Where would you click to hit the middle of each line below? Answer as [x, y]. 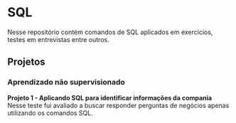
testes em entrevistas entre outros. [58, 39]
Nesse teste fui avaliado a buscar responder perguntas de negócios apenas [118, 105]
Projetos [26, 62]
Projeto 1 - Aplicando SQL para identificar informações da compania [109, 97]
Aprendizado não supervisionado [66, 82]
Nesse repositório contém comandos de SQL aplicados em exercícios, [110, 32]
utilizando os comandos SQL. [50, 113]
